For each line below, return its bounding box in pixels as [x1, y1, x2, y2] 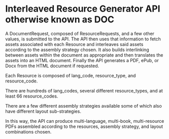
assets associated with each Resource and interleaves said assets [5, 41, 144, 47]
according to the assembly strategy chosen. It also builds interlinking [5, 47, 149, 53]
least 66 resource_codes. [5, 93, 58, 99]
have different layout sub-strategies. [5, 108, 81, 114]
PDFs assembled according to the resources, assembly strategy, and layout [5, 123, 163, 129]
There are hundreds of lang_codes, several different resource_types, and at [5, 87, 163, 94]
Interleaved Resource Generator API [5, 3, 161, 15]
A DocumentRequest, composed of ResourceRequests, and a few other [5, 30, 155, 36]
